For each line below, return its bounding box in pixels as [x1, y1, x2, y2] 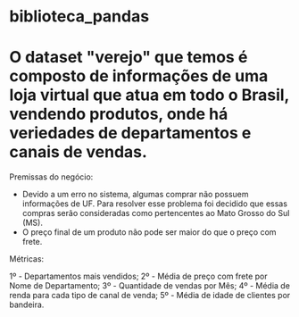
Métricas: [9, 254, 45, 264]
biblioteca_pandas [9, 6, 150, 27]
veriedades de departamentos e [9, 123, 252, 144]
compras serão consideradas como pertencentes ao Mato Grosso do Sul [21, 208, 290, 219]
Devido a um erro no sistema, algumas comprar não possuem [21, 189, 249, 200]
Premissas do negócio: [9, 171, 94, 182]
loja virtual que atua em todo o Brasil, [9, 85, 290, 105]
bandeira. [9, 299, 45, 310]
